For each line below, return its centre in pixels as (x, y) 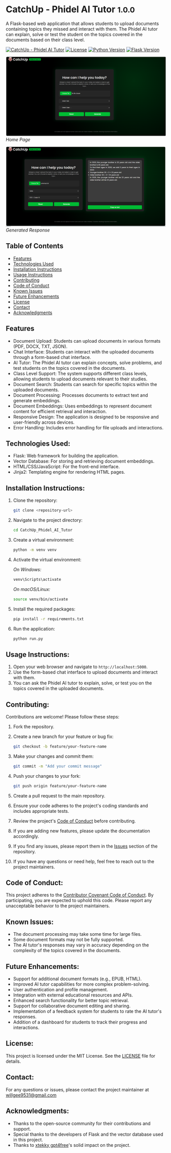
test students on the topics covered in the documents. (70, 368)
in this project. (28, 1139)
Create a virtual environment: (43, 540)
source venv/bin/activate (40, 599)
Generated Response (28, 230)
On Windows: (27, 569)
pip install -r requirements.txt (48, 619)
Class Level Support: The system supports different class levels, (80, 373)
